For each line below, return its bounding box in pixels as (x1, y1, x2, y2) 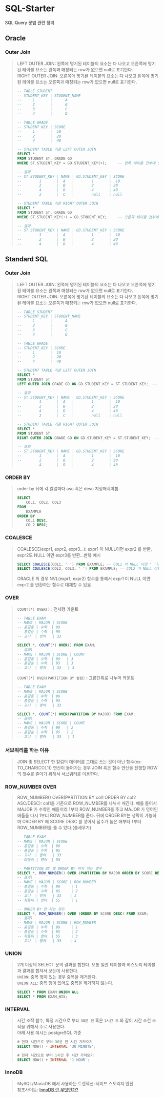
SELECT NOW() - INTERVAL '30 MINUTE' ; (17, 1044, 96, 1049)
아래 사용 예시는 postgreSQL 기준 (17, 1030, 82, 1035)
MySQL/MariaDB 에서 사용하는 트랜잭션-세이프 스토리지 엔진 (17, 1080, 134, 1086)
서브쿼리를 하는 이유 (5, 746, 49, 753)
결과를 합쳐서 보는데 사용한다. (22, 968, 79, 973)
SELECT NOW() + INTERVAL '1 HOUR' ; (17, 1057, 90, 1062)
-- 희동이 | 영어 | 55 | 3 (17, 933, 78, 939)
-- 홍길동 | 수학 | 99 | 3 (17, 656, 74, 662)
